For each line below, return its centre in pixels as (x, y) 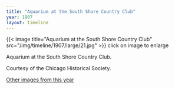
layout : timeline (27, 22)
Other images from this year (40, 80)
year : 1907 (19, 17)
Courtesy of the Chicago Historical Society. (59, 68)
